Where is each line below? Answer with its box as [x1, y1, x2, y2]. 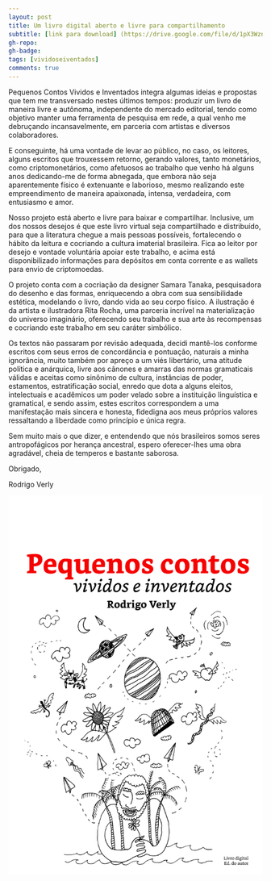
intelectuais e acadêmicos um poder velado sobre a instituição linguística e [8, 390, 258, 399]
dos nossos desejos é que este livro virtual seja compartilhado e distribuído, [8, 221, 261, 231]
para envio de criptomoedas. [8, 264, 105, 273]
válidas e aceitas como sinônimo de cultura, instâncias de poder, [8, 372, 223, 382]
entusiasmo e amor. [8, 197, 74, 207]
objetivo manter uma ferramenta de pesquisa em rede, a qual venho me [8, 113, 247, 123]
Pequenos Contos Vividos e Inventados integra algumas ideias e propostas [8, 87, 258, 97]
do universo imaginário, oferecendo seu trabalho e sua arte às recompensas [8, 314, 262, 324]
